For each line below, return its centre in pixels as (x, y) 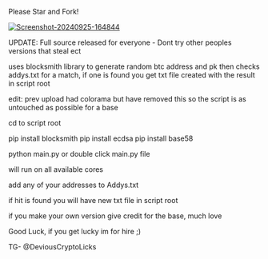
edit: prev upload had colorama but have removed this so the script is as (127, 99)
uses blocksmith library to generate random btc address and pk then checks (134, 66)
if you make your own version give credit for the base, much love (115, 216)
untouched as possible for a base (63, 108)
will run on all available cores (56, 169)
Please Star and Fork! (44, 12)
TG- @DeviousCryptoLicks (52, 247)
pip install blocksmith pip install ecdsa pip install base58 (101, 138)
